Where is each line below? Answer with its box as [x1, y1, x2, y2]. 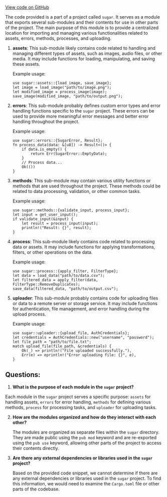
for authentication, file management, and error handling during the [12, 306, 149, 312]
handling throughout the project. [12, 119, 80, 125]
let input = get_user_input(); [12, 212, 78, 217]
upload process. [12, 311, 46, 317]
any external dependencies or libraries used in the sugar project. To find [12, 475, 161, 481]
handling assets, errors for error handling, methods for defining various [5, 399, 151, 405]
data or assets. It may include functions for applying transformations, [12, 244, 155, 250]
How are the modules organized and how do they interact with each [12, 414, 156, 420]
